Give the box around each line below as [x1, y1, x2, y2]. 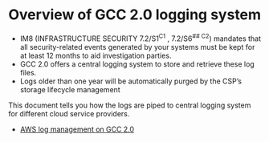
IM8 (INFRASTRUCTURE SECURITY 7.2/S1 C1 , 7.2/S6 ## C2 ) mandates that [19, 32, 262, 43]
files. [19, 67, 37, 77]
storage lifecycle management [19, 84, 120, 94]
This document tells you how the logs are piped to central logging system [8, 100, 251, 110]
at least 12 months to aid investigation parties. [19, 51, 172, 60]
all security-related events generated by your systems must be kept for [19, 42, 255, 51]
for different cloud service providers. [8, 108, 130, 118]
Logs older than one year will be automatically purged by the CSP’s [19, 76, 243, 86]
